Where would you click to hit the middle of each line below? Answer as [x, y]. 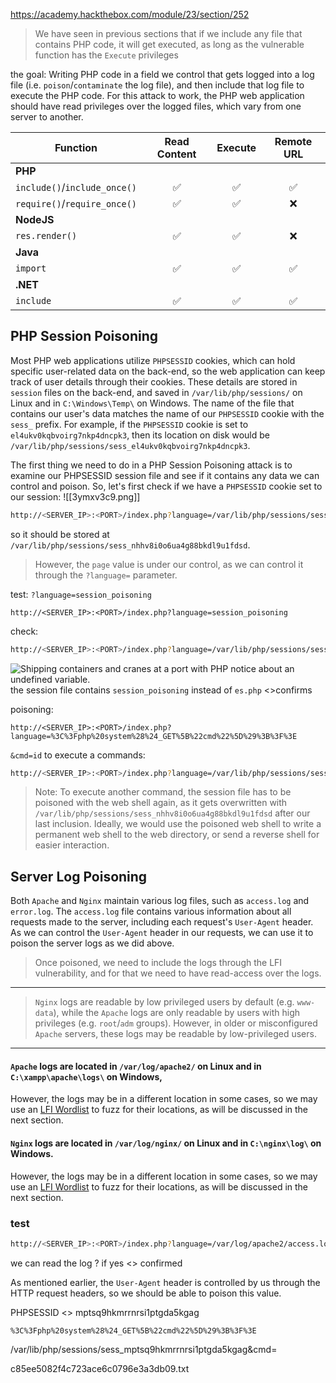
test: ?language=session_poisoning [81, 594]
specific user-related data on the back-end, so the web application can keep [168, 371]
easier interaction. [72, 845]
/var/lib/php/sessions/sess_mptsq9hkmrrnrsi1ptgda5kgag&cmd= [144, 1349]
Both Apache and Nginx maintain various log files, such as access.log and [160, 901]
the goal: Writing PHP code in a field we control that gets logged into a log [162, 74]
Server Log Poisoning [79, 876]
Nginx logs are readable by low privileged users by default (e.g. [164, 1002]
